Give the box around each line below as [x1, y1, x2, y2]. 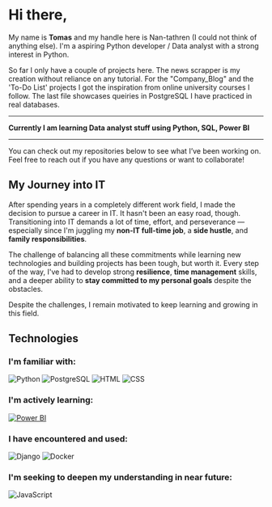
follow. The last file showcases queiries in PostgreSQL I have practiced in [8, 91, 253, 100]
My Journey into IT [8, 178, 106, 192]
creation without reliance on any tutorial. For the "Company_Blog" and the [8, 74, 254, 83]
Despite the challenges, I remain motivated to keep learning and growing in [8, 299, 258, 309]
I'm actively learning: [8, 395, 94, 406]
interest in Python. [8, 49, 70, 59]
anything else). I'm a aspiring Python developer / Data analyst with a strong [8, 40, 259, 50]
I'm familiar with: [8, 356, 76, 367]
